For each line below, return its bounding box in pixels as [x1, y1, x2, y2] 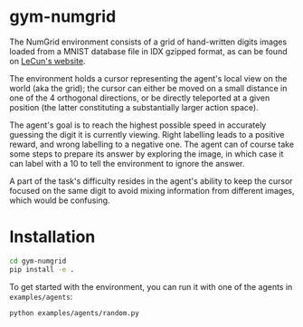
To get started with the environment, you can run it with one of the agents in [9, 281, 293, 292]
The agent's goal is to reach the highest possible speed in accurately [9, 120, 267, 130]
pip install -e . [9, 264, 75, 274]
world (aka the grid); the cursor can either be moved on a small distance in [9, 82, 288, 93]
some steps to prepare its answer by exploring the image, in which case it [9, 148, 284, 159]
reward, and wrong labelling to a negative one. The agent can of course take [9, 139, 295, 149]
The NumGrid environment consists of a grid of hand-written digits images [9, 36, 288, 47]
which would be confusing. [9, 195, 110, 206]
